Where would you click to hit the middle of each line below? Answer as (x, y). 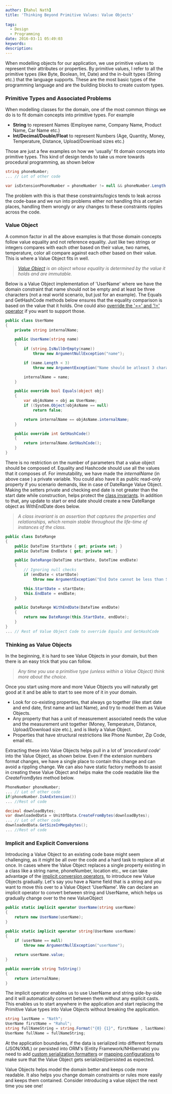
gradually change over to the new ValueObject (54, 898)
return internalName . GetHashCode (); (63, 443)
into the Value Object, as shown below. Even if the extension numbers (79, 756)
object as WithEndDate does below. (43, 506)
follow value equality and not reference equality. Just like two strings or (81, 242)
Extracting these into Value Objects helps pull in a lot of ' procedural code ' (83, 751)
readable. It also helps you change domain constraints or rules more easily (84, 1075)
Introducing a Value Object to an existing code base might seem (73, 854)
